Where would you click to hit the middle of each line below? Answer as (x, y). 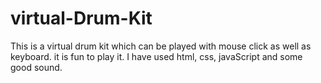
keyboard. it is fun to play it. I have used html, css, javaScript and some (156, 56)
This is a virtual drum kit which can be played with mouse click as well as (161, 46)
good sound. (36, 67)
